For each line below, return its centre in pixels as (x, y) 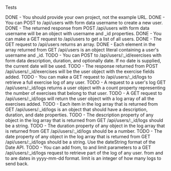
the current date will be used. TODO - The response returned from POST (82, 66)
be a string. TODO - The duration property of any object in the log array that (85, 126)
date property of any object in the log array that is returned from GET (78, 137)
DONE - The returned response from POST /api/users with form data (77, 28)
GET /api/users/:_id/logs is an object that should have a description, (77, 109)
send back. (17, 164)
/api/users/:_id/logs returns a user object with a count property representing (86, 88)
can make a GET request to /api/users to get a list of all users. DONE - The (83, 39)
